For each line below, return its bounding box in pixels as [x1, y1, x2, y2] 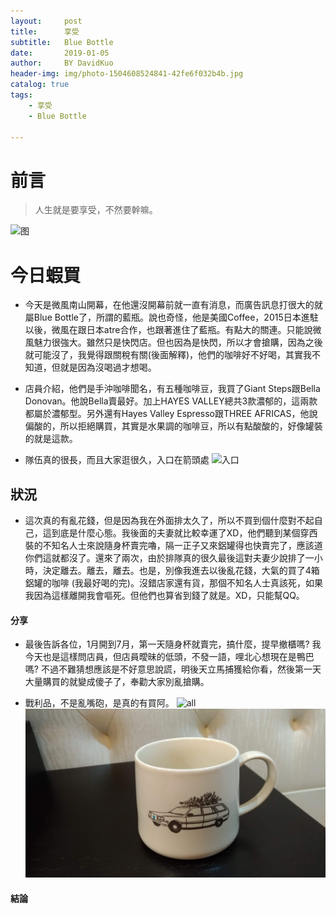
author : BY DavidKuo [10, 58, 114, 69]
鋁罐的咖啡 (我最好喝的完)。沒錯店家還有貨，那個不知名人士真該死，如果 [24, 577, 323, 589]
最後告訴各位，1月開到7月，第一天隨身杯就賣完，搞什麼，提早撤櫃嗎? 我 [24, 638, 322, 650]
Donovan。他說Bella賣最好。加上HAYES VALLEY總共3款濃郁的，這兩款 [24, 395, 318, 407]
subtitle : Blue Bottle [10, 37, 114, 47]
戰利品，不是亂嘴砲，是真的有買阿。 [24, 697, 175, 709]
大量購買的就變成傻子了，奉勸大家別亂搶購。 [24, 676, 210, 688]
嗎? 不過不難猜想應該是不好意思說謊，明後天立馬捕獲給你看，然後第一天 [24, 663, 322, 675]
